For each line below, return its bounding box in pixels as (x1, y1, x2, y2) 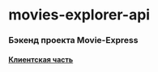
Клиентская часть (8, 54, 74, 64)
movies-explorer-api (8, 6, 151, 24)
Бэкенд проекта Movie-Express (8, 35, 139, 46)
